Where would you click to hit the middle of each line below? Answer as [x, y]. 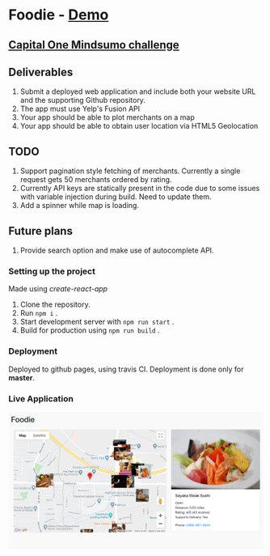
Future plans [40, 231]
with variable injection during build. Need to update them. [116, 197]
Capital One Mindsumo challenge [94, 45]
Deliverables [41, 72]
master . [21, 377]
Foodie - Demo [59, 15]
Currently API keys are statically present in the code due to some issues [140, 189]
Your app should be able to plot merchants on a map [108, 117]
